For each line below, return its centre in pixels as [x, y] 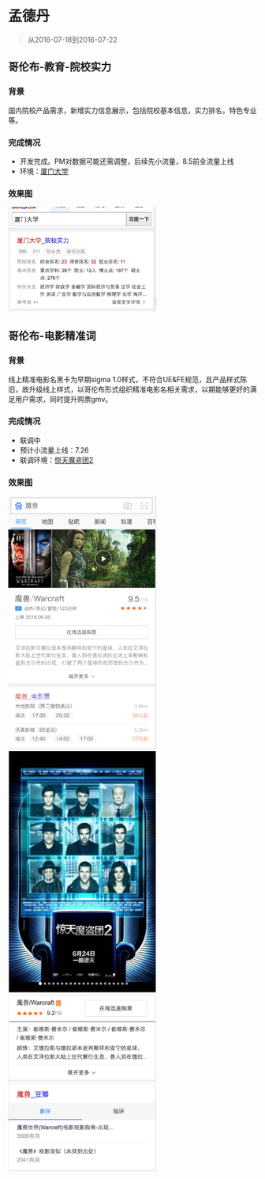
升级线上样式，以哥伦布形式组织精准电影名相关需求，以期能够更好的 [139, 389]
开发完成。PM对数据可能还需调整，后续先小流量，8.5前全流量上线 [127, 161]
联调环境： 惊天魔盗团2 [56, 460]
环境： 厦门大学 [44, 171]
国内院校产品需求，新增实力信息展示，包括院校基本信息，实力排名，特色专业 [132, 110]
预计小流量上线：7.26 [54, 450]
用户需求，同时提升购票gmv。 [63, 399]
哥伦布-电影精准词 [52, 336]
